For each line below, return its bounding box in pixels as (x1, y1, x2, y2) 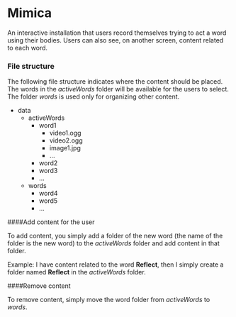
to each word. (7, 43, 48, 52)
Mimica (7, 5, 52, 21)
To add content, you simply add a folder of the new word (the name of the (7, 232, 223, 240)
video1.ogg (49, 129, 82, 138)
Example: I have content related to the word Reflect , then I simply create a (7, 260, 224, 269)
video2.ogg (49, 136, 83, 145)
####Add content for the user (7, 218, 95, 226)
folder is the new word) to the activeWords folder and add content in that (7, 239, 220, 248)
